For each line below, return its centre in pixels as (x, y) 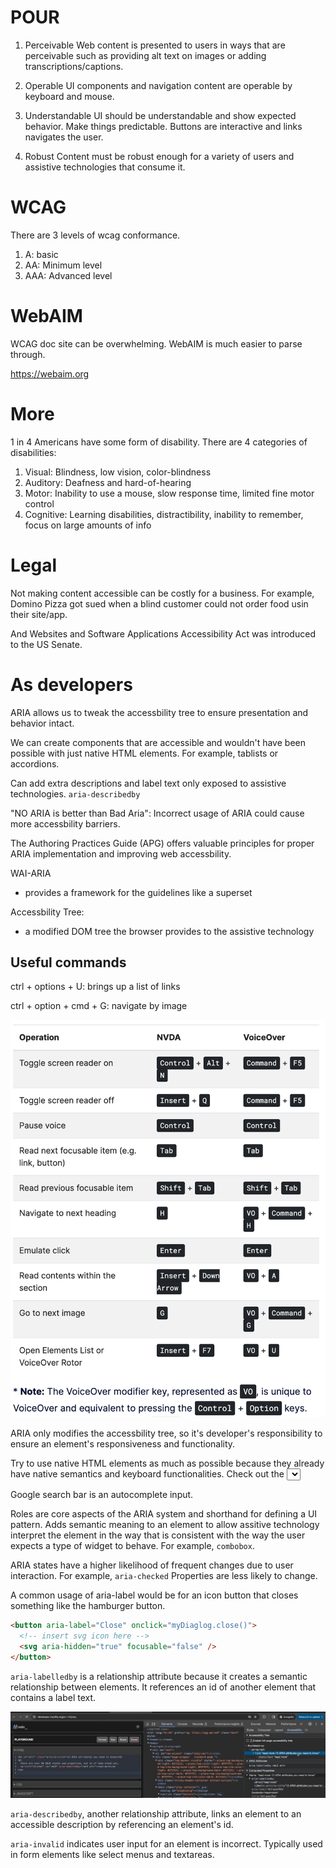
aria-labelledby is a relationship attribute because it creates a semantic (159, 1676)
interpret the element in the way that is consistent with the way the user (158, 1535)
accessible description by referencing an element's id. (122, 1825)
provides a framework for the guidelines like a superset (138, 892)
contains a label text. (53, 1697)
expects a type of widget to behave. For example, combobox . (132, 1546)
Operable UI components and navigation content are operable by (158, 85)
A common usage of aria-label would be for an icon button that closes (154, 1595)
